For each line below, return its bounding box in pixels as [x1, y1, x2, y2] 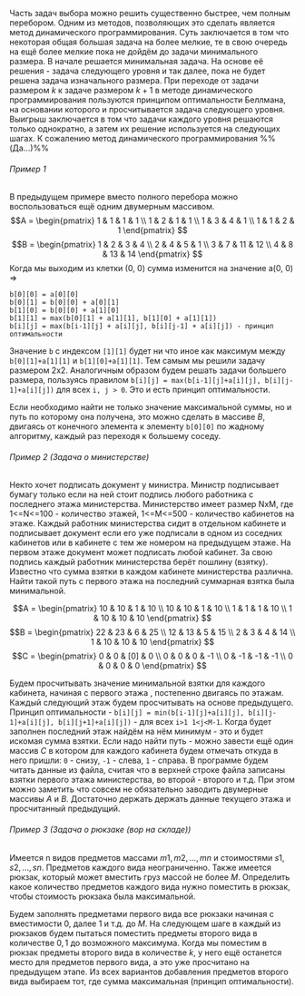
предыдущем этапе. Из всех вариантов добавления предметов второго [9, 966, 289, 977]
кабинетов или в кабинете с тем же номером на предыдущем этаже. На [9, 537, 291, 548]
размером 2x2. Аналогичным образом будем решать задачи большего [9, 365, 287, 376]
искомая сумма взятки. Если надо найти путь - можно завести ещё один [9, 736, 294, 747]
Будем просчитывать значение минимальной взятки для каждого [9, 678, 266, 688]
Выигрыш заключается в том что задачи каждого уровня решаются [9, 113, 274, 124]
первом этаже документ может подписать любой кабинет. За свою [9, 547, 273, 558]
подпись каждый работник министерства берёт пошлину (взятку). [9, 557, 269, 568]
